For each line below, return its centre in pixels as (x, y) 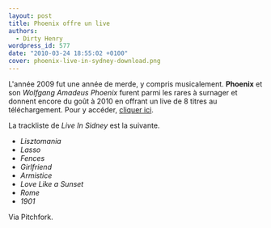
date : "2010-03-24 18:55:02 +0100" (68, 53)
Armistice (36, 175)
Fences (32, 158)
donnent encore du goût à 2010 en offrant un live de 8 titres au (113, 101)
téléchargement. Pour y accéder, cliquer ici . (81, 109)
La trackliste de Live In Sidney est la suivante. (84, 125)
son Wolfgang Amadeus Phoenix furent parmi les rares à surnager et (123, 92)
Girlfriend (36, 167)
